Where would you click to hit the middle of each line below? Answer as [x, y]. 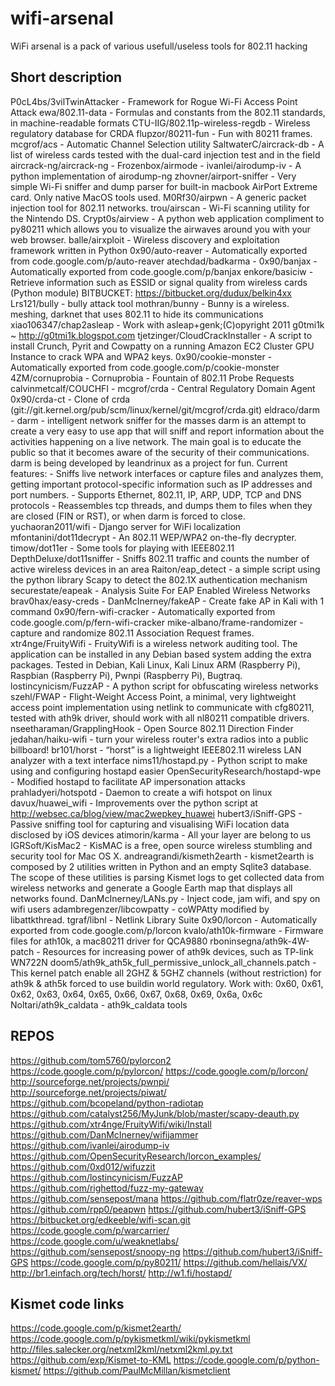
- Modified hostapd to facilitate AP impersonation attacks [128, 781]
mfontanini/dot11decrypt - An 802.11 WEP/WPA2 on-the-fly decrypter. [153, 537]
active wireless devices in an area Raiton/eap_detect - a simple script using [165, 569]
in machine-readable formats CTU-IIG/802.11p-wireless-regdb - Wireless [160, 123]
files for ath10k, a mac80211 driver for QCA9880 [109, 941]
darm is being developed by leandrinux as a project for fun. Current [149, 463]
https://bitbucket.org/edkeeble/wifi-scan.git [100, 1219]
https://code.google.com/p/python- [246, 1360]
